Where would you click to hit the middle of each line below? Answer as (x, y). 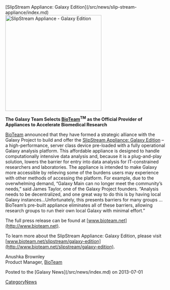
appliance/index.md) (27, 12)
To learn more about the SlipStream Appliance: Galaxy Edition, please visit (83, 236)
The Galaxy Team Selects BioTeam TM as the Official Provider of (74, 119)
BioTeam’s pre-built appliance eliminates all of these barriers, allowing (79, 205)
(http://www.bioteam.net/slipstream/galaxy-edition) (60, 247)
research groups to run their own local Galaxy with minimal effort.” (75, 210)
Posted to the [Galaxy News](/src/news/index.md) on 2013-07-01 (74, 272)
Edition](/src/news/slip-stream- (104, 7)
